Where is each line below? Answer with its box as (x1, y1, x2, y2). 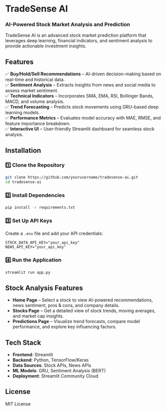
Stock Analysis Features (5, 283, 84, 292)
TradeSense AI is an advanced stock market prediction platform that (5, 32, 147, 38)
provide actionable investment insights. (5, 43, 87, 49)
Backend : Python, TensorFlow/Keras (12, 357, 89, 363)
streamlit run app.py (5, 270, 51, 275)
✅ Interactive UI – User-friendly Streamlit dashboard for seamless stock (5, 126, 155, 132)
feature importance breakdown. (5, 121, 71, 127)
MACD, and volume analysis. (5, 98, 64, 105)
